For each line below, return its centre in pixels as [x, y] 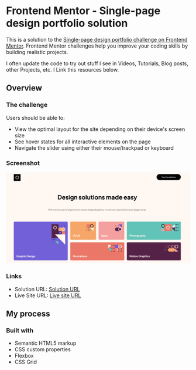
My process [28, 314]
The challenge [27, 105]
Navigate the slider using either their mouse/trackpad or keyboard [94, 147]
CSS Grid [25, 362]
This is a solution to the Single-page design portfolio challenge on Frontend [97, 39]
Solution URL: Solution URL [47, 289]
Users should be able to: [36, 117]
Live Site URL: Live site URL [48, 295]
